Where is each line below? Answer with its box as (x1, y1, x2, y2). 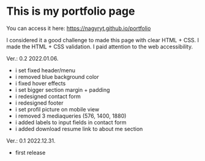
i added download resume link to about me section (15, 125, 143, 132)
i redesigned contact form (15, 92, 81, 100)
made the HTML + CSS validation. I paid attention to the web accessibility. (6, 43, 193, 50)
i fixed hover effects (15, 80, 66, 87)
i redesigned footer (15, 99, 64, 107)
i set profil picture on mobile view (15, 105, 100, 113)
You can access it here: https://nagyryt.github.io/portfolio (6, 24, 151, 32)
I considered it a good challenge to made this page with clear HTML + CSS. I (6, 36, 199, 43)
